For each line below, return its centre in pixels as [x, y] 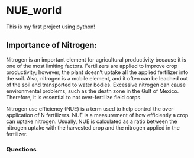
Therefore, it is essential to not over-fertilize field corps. [74, 97]
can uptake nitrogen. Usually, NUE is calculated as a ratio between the [92, 121]
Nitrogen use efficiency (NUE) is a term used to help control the [84, 109]
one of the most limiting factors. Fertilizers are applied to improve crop [92, 66]
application [20, 115]
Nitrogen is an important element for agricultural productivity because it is [96, 59]
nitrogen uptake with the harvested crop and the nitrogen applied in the [93, 127]
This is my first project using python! [51, 27]
